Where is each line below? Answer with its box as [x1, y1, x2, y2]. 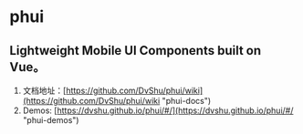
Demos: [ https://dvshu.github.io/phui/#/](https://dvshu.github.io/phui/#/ [22, 105, 294, 116]
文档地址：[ [22, 85, 67, 96]
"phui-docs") [162, 96, 212, 106]
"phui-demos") [22, 115, 79, 125]
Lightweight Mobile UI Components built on [9, 43, 262, 58]
